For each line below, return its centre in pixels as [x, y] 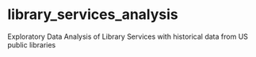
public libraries [32, 44]
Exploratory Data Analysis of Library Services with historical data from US [128, 36]
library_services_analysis [93, 15]
